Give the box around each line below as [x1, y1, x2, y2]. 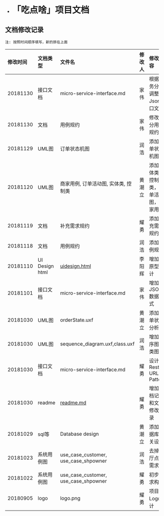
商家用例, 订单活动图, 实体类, [60, 180, 125, 187]
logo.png [60, 495, 81, 501]
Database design [60, 431, 99, 437]
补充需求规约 [60, 222, 90, 229]
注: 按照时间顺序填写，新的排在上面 [5, 40, 68, 45]
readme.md [60, 399, 86, 406]
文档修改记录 [5, 25, 44, 34]
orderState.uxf [60, 317, 94, 323]
